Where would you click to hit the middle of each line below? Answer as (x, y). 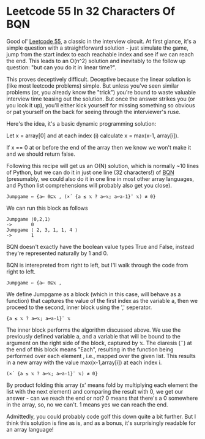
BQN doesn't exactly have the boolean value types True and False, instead (100, 246)
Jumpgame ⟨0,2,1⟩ (28, 219)
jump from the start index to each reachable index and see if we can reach (100, 54)
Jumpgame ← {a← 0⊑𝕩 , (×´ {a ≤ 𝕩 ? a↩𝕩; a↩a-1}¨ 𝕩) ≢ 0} (81, 197)
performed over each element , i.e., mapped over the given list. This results (101, 356)
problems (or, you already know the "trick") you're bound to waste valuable (101, 92)
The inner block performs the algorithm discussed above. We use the (94, 330)
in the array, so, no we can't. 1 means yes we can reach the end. (87, 404)
